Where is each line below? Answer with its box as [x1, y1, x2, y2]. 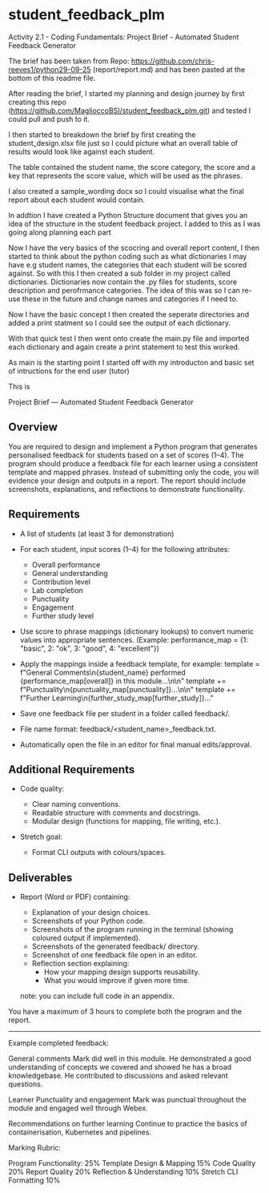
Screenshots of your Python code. [31, 916, 146, 926]
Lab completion [31, 585, 84, 594]
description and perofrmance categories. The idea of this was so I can [8, 285, 240, 295]
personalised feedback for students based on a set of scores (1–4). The [8, 450, 244, 460]
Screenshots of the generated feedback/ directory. [31, 941, 200, 951]
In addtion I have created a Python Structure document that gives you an [8, 210, 248, 220]
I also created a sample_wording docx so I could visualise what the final [8, 186, 244, 195]
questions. [8, 1079, 43, 1089]
